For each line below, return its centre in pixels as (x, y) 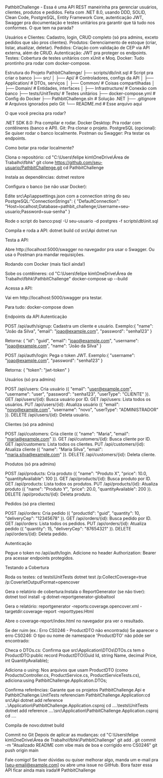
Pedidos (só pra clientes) (30, 504)
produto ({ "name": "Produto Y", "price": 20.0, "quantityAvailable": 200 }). (79, 489)
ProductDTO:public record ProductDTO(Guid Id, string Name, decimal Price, (81, 655)
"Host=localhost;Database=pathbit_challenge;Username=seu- (68, 206)
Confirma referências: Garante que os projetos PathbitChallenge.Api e (75, 690)
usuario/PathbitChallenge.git (34, 168)
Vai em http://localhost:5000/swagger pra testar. (54, 298)
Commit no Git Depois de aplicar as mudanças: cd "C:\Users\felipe (72, 735)
